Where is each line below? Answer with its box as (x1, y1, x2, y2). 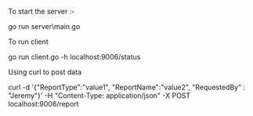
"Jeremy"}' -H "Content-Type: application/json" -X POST (8, 91, 191, 100)
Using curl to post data (8, 67, 82, 77)
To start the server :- (8, 7, 75, 16)
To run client (8, 37, 49, 46)
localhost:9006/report (8, 100, 80, 108)
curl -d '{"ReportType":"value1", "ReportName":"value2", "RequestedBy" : (8, 82, 246, 92)
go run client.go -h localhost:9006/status (8, 53, 141, 61)
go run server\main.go (8, 22, 81, 31)
